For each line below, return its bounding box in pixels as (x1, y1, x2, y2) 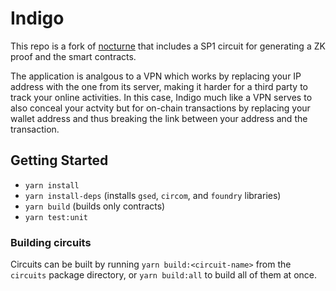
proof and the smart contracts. (10, 50, 137, 62)
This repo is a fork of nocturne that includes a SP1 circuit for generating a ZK (10, 40, 326, 52)
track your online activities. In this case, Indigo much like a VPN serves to (10, 91, 313, 103)
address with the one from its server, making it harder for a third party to (10, 80, 308, 92)
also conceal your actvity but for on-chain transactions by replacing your (10, 102, 311, 114)
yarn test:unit (24, 212, 89, 222)
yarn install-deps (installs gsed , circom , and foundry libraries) (24, 189, 282, 201)
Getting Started (10, 152, 109, 169)
